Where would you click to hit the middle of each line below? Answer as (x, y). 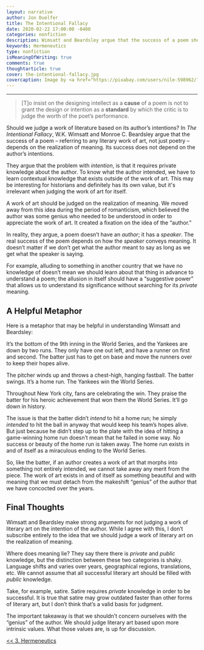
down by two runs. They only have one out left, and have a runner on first (98, 350)
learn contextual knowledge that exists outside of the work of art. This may (100, 179)
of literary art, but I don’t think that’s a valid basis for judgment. (85, 604)
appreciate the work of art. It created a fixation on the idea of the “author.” (99, 223)
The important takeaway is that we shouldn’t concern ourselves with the (97, 616)
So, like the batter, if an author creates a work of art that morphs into (92, 462)
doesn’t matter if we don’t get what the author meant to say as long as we (98, 248)
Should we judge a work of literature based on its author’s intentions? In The (101, 128)
